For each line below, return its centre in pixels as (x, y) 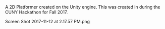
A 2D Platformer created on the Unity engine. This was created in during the (83, 7)
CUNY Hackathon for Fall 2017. (37, 12)
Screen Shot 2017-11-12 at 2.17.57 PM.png (48, 22)
